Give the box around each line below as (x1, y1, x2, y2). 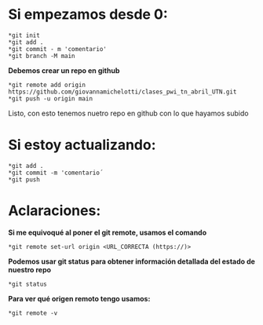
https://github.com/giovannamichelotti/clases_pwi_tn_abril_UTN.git (8, 88, 237, 96)
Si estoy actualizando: (8, 136, 156, 154)
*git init (8, 31, 41, 39)
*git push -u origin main (8, 94, 93, 103)
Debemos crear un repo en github (8, 65, 120, 75)
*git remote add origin (8, 81, 86, 89)
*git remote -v (8, 309, 58, 317)
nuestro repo (8, 265, 52, 274)
